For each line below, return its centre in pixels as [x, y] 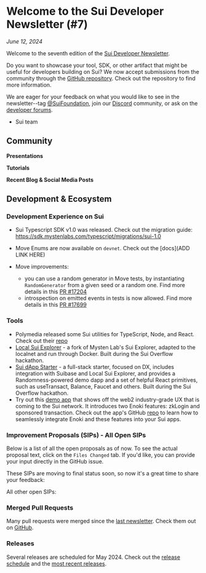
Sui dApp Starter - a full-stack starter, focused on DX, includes [94, 366]
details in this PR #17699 [56, 305]
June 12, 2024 [25, 41]
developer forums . [30, 109]
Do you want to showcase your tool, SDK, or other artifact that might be [97, 65]
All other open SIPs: [31, 492]
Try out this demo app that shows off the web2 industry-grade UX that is [107, 399]
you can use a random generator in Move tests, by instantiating [104, 279]
